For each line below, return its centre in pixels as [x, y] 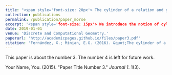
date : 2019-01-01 [24, 29]
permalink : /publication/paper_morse [46, 19]
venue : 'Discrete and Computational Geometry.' [57, 33]
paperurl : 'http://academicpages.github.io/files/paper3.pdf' [73, 39]
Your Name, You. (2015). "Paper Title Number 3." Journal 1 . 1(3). [73, 67]
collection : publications [33, 15]
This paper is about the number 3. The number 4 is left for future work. [80, 57]
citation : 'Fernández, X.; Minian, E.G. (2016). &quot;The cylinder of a [86, 43]
